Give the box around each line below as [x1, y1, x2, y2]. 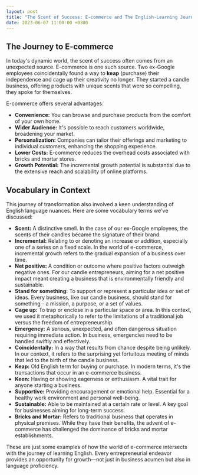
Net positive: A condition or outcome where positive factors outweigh [14, 262, 185, 269]
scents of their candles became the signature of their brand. [14, 231, 161, 238]
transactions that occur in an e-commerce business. [14, 369, 142, 376]
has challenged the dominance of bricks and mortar [42, 426, 168, 432]
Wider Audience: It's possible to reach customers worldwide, [14, 124, 165, 131]
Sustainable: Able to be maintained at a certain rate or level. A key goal [14, 401, 189, 408]
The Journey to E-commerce [6, 41, 114, 51]
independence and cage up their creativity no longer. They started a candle [6, 76, 190, 83]
